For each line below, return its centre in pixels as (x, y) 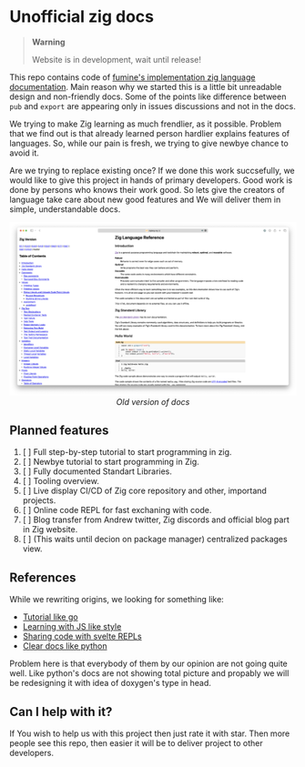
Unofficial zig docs (82, 17)
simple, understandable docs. (65, 209)
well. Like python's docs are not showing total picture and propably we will (149, 673)
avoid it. (24, 153)
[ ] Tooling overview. (61, 481)
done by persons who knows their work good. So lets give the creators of (147, 189)
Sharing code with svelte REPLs (82, 636)
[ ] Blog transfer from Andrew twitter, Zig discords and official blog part (156, 520)
